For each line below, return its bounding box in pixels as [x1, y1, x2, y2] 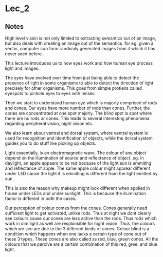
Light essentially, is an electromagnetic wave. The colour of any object [5, 150, 146, 156]
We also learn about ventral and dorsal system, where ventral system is [5, 130, 148, 136]
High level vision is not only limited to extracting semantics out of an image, [5, 35, 157, 41]
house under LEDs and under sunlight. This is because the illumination [5, 191, 146, 196]
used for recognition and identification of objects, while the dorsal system [5, 135, 153, 141]
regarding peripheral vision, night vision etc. [5, 120, 93, 126]
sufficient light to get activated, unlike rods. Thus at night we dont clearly [5, 210, 151, 216]
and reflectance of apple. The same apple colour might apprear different [5, 165, 150, 171]
